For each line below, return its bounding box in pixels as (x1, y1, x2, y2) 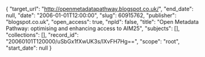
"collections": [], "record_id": (6, 31, 79, 39)
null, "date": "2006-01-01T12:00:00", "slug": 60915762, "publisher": (6, 12, 177, 19)
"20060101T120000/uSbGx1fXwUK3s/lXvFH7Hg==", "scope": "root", (6, 38, 180, 45)
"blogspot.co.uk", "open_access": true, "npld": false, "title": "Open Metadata (6, 18, 199, 25)
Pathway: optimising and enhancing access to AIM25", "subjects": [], (6, 25, 180, 32)
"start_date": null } (6, 44, 52, 51)
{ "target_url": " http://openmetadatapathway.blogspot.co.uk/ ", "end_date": (6, 6, 194, 12)
